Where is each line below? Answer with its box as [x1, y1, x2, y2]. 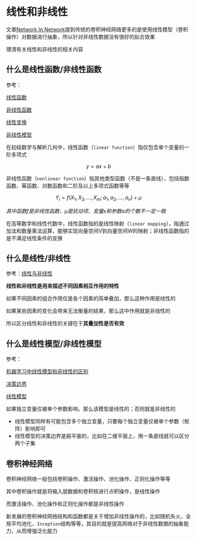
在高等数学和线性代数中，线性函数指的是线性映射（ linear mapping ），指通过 [6, 220, 189, 227]
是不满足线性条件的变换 [6, 234, 63, 241]
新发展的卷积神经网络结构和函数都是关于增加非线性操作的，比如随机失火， [6, 512, 186, 519]
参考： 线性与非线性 [6, 270, 53, 277]
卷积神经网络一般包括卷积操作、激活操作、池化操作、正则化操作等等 [6, 475, 171, 482]
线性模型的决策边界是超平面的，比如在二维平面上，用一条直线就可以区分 [14, 433, 189, 440]
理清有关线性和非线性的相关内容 [6, 45, 83, 53]
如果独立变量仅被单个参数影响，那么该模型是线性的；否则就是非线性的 [6, 406, 176, 413]
